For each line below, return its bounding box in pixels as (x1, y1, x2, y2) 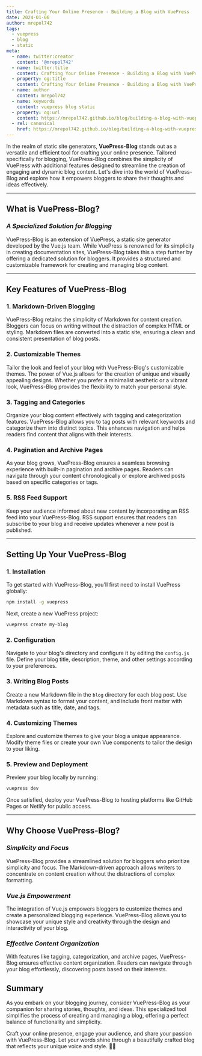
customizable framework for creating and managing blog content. (6, 261, 170, 268)
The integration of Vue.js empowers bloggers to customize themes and (6, 905, 182, 912)
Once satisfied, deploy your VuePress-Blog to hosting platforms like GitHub (6, 796, 193, 804)
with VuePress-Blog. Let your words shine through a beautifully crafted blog (6, 1036, 195, 1043)
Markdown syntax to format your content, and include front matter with (6, 697, 182, 704)
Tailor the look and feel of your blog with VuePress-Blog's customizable (6, 364, 184, 371)
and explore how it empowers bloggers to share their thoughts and (19, 175, 185, 182)
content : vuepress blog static (17, 103, 96, 110)
